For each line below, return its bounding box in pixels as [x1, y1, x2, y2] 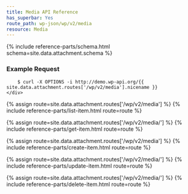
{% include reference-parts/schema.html [6, 43, 111, 50]
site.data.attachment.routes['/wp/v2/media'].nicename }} [6, 84, 158, 90]
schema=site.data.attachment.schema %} [6, 50, 112, 57]
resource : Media [6, 26, 48, 33]
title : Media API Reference [6, 9, 79, 15]
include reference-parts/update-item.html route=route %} [6, 162, 152, 169]
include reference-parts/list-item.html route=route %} [6, 107, 143, 114]
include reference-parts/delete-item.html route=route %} [6, 180, 151, 188]
